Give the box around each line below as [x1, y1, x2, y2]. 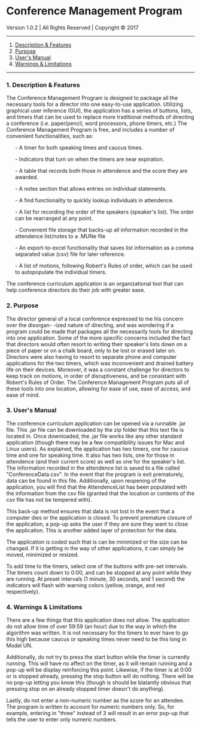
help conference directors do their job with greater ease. [6, 286, 145, 294]
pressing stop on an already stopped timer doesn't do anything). [6, 685, 165, 693]
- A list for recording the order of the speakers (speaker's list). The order [14, 208, 194, 216]
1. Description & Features [6, 81, 80, 89]
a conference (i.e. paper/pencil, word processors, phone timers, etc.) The [6, 120, 187, 127]
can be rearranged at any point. [14, 215, 93, 222]
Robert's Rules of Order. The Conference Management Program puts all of [6, 379, 190, 386]
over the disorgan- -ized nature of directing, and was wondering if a [6, 321, 174, 328]
